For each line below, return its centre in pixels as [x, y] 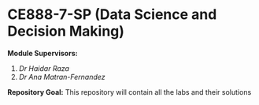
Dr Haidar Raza [44, 68]
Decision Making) [66, 31]
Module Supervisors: [43, 53]
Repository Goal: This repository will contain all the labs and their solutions [129, 92]
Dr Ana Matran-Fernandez [62, 77]
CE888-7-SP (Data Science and [112, 15]
